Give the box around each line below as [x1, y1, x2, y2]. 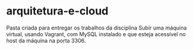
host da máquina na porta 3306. [6, 37, 86, 44]
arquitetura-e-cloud [6, 4, 109, 18]
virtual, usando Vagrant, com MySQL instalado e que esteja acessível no [6, 30, 186, 37]
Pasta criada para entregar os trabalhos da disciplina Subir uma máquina [6, 24, 187, 31]
